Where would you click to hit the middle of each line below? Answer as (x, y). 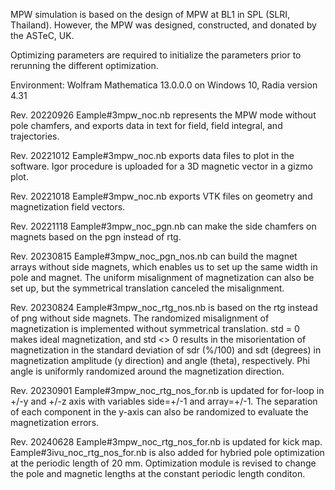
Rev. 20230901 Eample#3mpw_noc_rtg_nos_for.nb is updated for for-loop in (167, 390)
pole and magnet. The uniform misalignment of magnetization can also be (162, 277)
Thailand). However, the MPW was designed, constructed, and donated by (163, 25)
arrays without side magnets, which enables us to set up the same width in (164, 267)
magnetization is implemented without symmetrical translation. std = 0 (155, 328)
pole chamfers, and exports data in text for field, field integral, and (146, 125)
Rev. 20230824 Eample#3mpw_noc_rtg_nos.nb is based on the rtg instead (164, 307)
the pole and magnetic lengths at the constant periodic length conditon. (158, 473)
